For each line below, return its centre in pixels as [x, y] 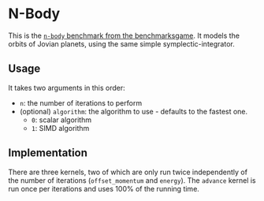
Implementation [48, 153]
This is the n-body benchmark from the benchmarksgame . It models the [124, 35]
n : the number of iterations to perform [81, 102]
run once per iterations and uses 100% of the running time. [104, 188]
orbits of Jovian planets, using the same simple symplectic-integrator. [121, 43]
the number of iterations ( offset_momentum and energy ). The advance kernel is [132, 180]
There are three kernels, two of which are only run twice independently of [128, 172]
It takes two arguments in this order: [67, 87]
